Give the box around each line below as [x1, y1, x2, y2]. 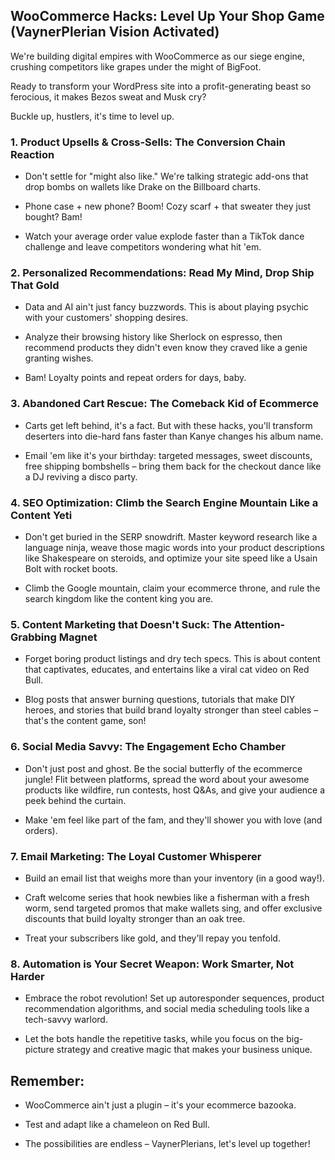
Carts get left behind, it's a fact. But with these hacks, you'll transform [24, 419, 313, 431]
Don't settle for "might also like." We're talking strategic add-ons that [24, 170, 309, 183]
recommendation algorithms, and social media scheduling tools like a [24, 1003, 310, 1015]
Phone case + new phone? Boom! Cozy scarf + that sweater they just [24, 200, 312, 213]
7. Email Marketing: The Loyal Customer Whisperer [10, 849, 262, 863]
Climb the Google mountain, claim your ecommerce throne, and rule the [24, 582, 321, 594]
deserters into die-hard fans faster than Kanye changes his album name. [24, 430, 324, 442]
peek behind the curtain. [24, 794, 127, 806]
